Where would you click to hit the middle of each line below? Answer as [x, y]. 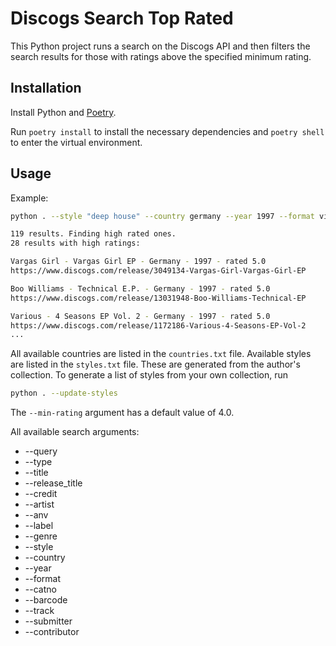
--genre [41, 536]
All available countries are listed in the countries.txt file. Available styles [161, 354]
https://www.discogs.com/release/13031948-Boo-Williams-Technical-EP [158, 298]
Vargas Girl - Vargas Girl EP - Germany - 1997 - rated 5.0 [138, 262]
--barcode [46, 600]
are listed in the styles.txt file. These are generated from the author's [155, 364]
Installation [46, 88]
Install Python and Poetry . [63, 112]
